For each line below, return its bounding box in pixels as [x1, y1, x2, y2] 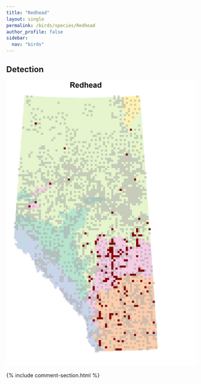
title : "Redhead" [6, 10, 50, 16]
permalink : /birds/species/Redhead [6, 22, 96, 28]
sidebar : [6, 35, 28, 42]
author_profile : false [6, 29, 63, 35]
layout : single [6, 16, 45, 22]
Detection [6, 64, 44, 75]
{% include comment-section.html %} [6, 371, 100, 379]
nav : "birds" [11, 42, 45, 48]
